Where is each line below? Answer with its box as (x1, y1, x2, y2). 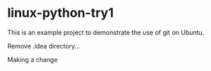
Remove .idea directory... (7, 41, 80, 50)
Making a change (7, 55, 58, 64)
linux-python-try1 (7, 5, 114, 21)
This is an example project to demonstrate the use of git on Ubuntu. (7, 28, 205, 37)
